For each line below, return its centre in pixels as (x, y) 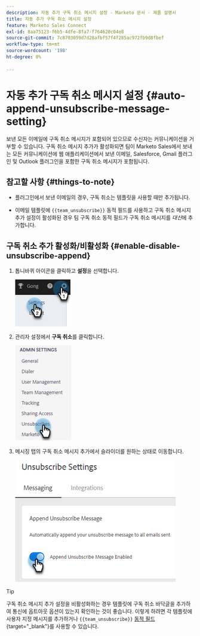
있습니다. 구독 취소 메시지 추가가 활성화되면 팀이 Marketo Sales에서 (102, 146)
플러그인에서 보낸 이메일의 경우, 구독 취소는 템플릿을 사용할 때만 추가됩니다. (102, 197)
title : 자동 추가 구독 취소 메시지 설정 (49, 19)
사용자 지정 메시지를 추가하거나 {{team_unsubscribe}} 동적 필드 (81, 619)
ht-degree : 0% (24, 57)
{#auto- (166, 95)
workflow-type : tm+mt (33, 44)
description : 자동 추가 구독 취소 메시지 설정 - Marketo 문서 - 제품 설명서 (91, 13)
